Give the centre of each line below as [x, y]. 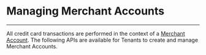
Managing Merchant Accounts [86, 11]
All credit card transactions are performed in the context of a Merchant [96, 33]
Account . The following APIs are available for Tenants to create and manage [102, 40]
